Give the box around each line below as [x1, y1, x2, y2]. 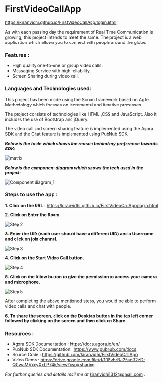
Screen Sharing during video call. [12, 73, 79, 79]
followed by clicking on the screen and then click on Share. [5, 318, 127, 323]
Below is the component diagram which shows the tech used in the [5, 165, 144, 170]
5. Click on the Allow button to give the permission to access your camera [5, 274, 157, 279]
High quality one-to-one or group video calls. [12, 63, 103, 69]
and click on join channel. [5, 236, 58, 242]
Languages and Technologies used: [5, 85, 91, 92]
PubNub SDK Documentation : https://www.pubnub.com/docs [12, 346, 137, 352]
